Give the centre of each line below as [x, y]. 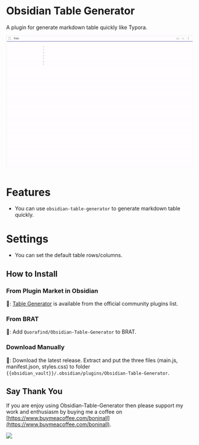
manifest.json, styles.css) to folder [48, 366]
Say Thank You [34, 391]
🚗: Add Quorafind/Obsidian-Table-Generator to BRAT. [71, 332]
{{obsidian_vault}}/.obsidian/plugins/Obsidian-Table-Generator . [88, 373]
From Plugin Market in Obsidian [52, 290]
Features [28, 192]
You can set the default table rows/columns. [68, 255]
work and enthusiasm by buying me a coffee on [64, 412]
